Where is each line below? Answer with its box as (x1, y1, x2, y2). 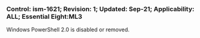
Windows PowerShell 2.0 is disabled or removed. (6, 26, 130, 33)
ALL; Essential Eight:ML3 (6, 12, 83, 21)
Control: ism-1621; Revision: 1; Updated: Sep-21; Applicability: (6, 5, 194, 13)
